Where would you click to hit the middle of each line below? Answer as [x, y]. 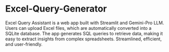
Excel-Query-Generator [56, 9]
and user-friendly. [24, 44]
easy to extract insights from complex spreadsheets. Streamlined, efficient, [83, 39]
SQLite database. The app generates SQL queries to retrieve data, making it [84, 33]
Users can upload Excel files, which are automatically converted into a [78, 28]
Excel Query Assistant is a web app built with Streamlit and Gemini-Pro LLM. [85, 23]
